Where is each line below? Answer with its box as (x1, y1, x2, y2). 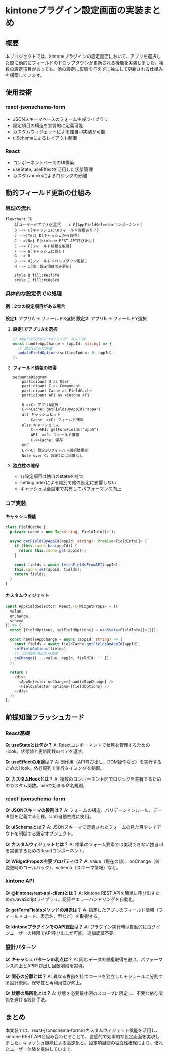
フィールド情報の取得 (12, 365, 57, 371)
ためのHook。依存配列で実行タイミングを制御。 (5, 765, 105, 771)
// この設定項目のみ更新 (14, 651, 59, 656)
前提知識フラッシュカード (5, 713, 84, 721)
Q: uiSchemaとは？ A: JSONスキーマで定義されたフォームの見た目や (5, 824, 148, 830)
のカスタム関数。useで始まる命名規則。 (5, 782, 88, 788)
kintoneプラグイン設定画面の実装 (5, 5, 143, 16)
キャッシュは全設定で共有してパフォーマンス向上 (20, 486, 122, 492)
